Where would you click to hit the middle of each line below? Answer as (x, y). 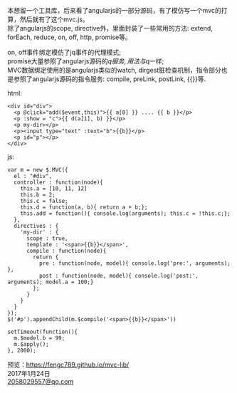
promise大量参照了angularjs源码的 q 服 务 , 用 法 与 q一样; (86, 61)
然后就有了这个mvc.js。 (54, 19)
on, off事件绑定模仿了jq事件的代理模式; (64, 52)
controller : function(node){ (58, 182)
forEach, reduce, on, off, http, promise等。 (69, 37)
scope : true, (47, 239)
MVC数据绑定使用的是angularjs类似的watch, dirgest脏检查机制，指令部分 (115, 70)
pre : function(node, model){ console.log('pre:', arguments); (135, 263)
